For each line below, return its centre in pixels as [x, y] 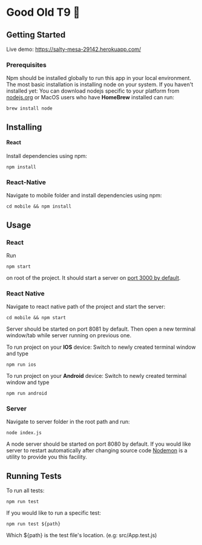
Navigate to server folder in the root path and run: [68, 422]
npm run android [27, 394]
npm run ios [21, 365]
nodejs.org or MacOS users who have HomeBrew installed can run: [90, 97]
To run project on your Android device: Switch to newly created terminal [96, 376]
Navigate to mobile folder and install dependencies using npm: [84, 196]
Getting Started [36, 35]
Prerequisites [26, 65]
